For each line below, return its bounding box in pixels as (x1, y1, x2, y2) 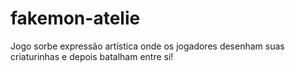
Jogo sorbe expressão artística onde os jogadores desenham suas (10, 40, 285, 52)
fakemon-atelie (10, 7, 141, 30)
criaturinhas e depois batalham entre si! (10, 50, 174, 62)
